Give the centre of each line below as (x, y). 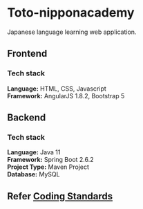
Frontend (27, 54)
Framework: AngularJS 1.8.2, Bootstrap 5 (66, 96)
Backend (27, 118)
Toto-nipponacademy (71, 13)
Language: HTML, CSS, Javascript (57, 89)
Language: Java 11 (34, 152)
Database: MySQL (34, 174)
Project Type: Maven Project (48, 167)
